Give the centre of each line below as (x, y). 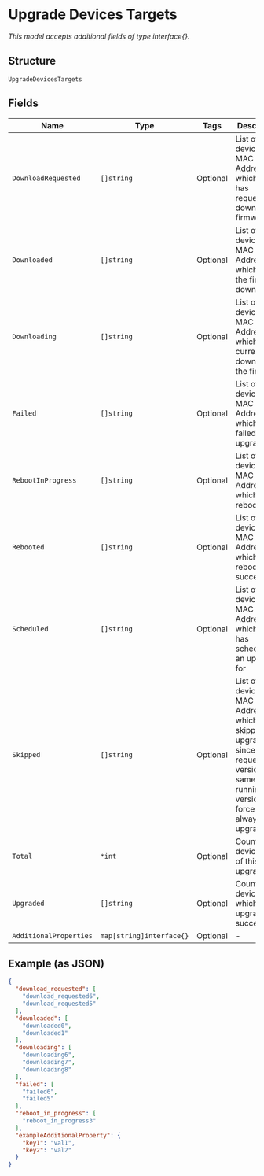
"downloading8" (47, 1069)
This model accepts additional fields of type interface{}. (99, 36)
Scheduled (30, 629)
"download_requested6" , (61, 997)
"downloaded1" (45, 1033)
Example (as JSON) (56, 963)
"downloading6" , (49, 1055)
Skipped (26, 754)
